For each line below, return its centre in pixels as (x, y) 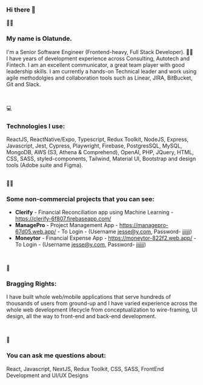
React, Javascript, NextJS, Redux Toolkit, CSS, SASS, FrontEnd (85, 369)
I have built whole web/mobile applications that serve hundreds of (89, 297)
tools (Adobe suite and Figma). (45, 165)
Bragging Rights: (32, 284)
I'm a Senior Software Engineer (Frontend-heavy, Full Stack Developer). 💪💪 (100, 52)
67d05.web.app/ (35, 232)
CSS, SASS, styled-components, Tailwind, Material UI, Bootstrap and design (101, 158)
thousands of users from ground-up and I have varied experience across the (102, 304)
